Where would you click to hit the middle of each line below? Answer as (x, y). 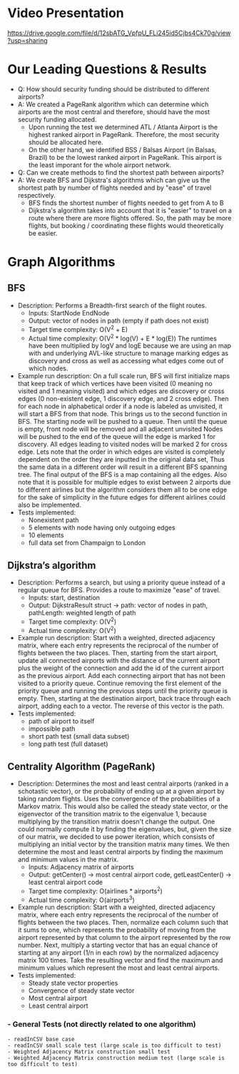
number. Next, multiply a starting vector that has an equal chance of (118, 945)
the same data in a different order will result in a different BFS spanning (122, 467)
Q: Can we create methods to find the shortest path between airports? (121, 172)
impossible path (52, 729)
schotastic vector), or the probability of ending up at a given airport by (121, 791)
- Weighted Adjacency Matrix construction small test (89, 1052)
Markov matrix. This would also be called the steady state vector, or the (123, 806)
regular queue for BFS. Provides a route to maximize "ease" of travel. (119, 590)
